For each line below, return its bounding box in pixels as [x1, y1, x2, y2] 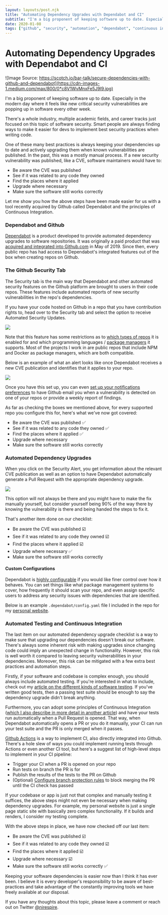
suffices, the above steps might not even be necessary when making [5, 797, 147, 804]
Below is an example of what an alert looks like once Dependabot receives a [5, 360, 162, 366]
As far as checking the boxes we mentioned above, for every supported [5, 404, 153, 410]
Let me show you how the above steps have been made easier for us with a [5, 198, 161, 204]
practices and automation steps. [5, 663, 71, 669]
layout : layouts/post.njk [5, 7, 59, 13]
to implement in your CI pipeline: [5, 751, 72, 757]
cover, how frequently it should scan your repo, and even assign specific [5, 587, 155, 593]
